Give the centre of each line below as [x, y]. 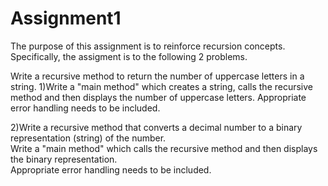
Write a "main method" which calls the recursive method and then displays [164, 148]
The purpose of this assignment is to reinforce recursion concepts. [148, 46]
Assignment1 [66, 18]
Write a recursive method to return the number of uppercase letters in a [157, 76]
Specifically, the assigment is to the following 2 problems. [129, 56]
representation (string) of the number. [88, 138]
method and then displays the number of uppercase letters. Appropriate [158, 97]
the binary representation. [64, 159]
